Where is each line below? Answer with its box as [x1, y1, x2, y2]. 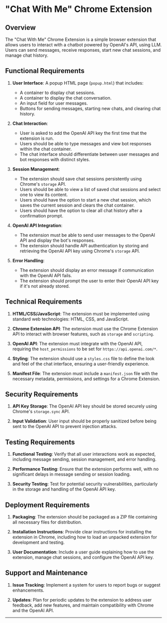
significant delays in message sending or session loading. [12, 471, 131, 477]
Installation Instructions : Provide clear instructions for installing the [12, 529, 152, 535]
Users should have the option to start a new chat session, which [19, 197, 152, 203]
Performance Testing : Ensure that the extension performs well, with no [12, 466, 159, 472]
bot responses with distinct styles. [19, 156, 90, 162]
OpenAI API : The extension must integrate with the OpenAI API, [12, 340, 143, 346]
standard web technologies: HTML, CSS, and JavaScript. [12, 316, 129, 322]
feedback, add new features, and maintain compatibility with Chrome [12, 602, 154, 608]
